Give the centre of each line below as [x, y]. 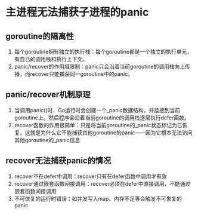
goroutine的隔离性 [40, 36]
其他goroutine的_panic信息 [47, 140]
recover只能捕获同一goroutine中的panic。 [82, 74]
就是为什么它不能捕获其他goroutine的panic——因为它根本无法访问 [112, 133]
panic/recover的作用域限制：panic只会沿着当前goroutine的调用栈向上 [100, 67]
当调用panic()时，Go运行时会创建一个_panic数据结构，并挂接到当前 [97, 110]
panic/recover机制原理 [48, 95]
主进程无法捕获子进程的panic [77, 12]
